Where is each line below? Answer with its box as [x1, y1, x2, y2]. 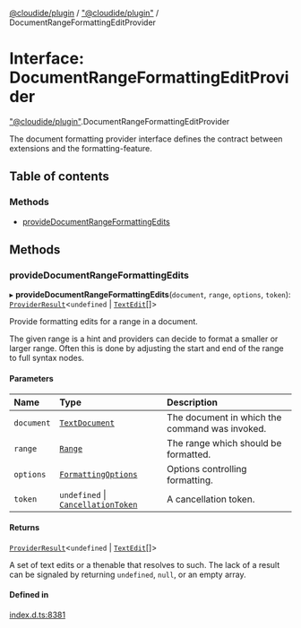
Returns [9, 522, 40, 533]
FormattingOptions [59, 469, 138, 479]
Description [167, 396, 218, 409]
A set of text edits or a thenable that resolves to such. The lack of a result [9, 559, 280, 570]
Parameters [9, 373, 54, 383]
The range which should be [167, 436, 282, 449]
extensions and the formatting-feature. [9, 142, 152, 153]
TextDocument [59, 417, 115, 428]
